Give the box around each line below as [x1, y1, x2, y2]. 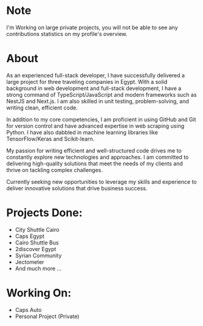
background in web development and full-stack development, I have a [6, 85, 182, 92]
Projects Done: [6, 206, 83, 220]
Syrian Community [15, 252, 62, 259]
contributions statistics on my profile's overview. [6, 30, 128, 37]
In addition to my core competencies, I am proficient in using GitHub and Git [6, 116, 196, 123]
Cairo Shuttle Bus [15, 238, 59, 246]
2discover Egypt [15, 245, 57, 252]
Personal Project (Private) [15, 313, 80, 320]
